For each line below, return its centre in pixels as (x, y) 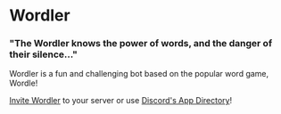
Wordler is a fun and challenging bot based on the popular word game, (139, 74)
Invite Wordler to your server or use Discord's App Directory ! (121, 101)
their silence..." (44, 54)
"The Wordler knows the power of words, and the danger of (141, 44)
